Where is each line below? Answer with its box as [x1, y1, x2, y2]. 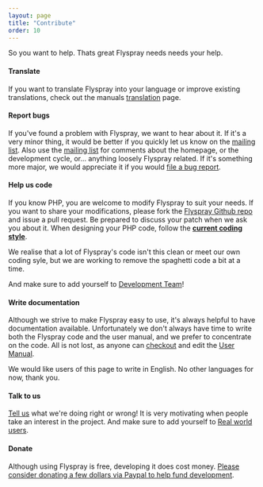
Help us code [8, 180, 53, 190]
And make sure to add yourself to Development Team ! [8, 279, 185, 288]
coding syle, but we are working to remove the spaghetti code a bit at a [8, 255, 241, 265]
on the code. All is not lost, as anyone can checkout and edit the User [8, 341, 235, 350]
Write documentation [8, 297, 80, 307]
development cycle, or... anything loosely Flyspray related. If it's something [8, 153, 253, 163]
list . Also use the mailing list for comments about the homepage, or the [8, 145, 239, 155]
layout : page [8, 11, 51, 20]
